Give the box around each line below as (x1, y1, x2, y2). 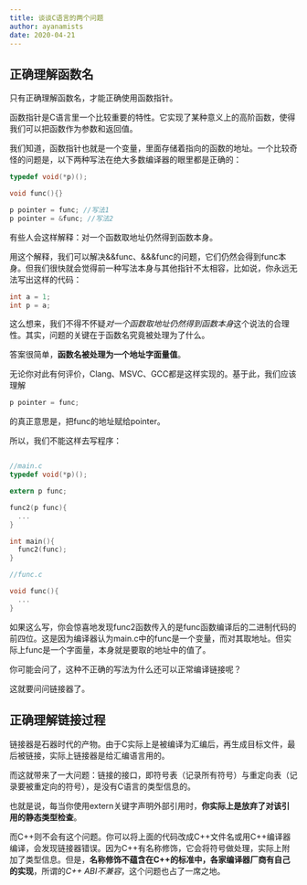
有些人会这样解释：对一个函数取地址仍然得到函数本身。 (9, 231, 217, 242)
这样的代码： (33, 273, 82, 284)
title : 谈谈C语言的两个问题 (9, 13, 104, 23)
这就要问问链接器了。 (9, 683, 90, 694)
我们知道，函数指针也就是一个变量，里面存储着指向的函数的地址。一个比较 (9, 143, 290, 154)
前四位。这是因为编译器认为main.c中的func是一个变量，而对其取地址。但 (9, 633, 284, 644)
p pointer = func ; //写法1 (9, 205, 110, 215)
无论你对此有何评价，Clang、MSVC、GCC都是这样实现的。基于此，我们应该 (9, 368, 297, 379)
